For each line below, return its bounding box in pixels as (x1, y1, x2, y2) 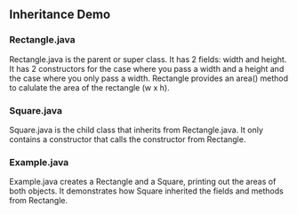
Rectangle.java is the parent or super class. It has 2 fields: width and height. (9, 53, 287, 65)
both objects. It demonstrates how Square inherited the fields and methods (9, 186, 285, 196)
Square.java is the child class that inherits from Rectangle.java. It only (9, 124, 264, 135)
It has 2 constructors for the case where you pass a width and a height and (9, 63, 285, 74)
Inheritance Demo (9, 7, 111, 22)
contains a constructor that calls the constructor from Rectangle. (9, 133, 246, 145)
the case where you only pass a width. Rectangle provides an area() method (9, 73, 289, 83)
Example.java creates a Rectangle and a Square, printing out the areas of (9, 177, 277, 187)
